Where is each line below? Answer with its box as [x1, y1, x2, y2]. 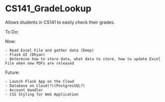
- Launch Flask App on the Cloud [5, 79, 74, 84]
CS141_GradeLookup [5, 3, 92, 14]
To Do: [5, 29, 19, 34]
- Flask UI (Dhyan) [5, 52, 46, 57]
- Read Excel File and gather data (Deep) [5, 48, 94, 53]
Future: [5, 69, 20, 75]
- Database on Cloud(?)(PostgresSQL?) [5, 83, 85, 88]
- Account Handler [5, 87, 43, 93]
